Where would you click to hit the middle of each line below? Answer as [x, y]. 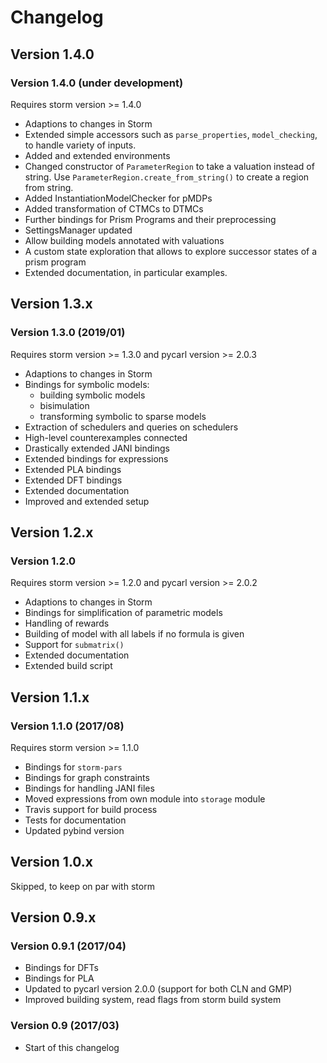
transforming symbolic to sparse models [123, 416]
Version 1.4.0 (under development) [97, 83]
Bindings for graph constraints [87, 777]
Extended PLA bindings [73, 469]
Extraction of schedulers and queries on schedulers [131, 427]
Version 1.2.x [52, 532]
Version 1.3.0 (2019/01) [68, 333]
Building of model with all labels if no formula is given [134, 634]
